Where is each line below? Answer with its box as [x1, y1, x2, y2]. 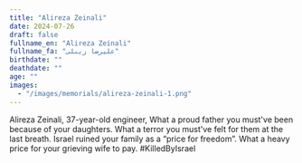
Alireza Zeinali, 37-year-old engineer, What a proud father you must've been [9, 114, 294, 125]
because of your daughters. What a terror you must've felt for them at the [9, 123, 283, 134]
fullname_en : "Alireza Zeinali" [9, 38, 131, 48]
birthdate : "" [9, 55, 63, 64]
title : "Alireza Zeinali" [9, 13, 107, 23]
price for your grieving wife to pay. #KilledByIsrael [9, 142, 196, 154]
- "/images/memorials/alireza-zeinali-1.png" [17, 89, 193, 98]
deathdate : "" [9, 64, 63, 73]
